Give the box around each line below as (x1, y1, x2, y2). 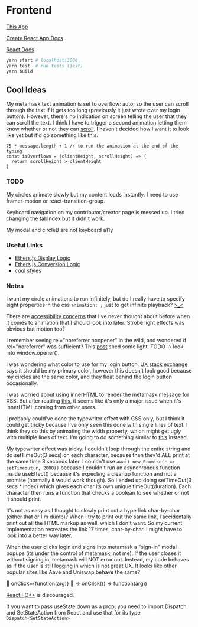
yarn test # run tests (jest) (6, 63, 83, 68)
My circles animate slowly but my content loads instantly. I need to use (6, 191, 178, 198)
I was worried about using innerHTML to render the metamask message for (6, 391, 190, 399)
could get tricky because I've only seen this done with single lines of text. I (6, 422, 188, 429)
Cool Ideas (6, 84, 46, 94)
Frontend (6, 4, 52, 17)
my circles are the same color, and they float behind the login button (6, 373, 173, 381)
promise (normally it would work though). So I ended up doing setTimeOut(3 (6, 476, 192, 484)
